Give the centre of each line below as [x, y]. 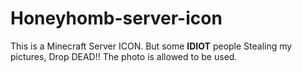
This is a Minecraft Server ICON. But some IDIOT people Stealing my [151, 46]
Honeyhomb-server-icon [116, 18]
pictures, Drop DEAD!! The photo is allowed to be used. [124, 56]
